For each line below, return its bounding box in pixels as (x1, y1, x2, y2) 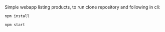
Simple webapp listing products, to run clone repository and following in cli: (5, 4, 160, 10)
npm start (5, 22, 26, 27)
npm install (5, 14, 30, 19)
